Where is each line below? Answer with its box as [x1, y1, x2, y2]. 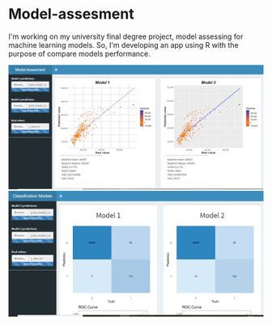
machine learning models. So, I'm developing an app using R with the [8, 40, 239, 49]
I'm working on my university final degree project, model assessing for [8, 32, 244, 41]
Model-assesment [8, 5, 135, 23]
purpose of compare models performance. [8, 49, 151, 58]
